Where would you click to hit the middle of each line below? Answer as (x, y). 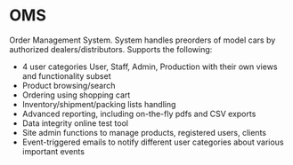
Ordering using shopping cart (76, 95)
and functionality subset (66, 75)
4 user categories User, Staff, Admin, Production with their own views (150, 67)
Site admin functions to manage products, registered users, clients (144, 132)
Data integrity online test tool (75, 123)
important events (53, 151)
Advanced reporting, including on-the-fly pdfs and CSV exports (139, 114)
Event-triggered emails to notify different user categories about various (153, 142)
